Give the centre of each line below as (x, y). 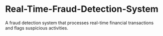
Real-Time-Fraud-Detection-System (82, 9)
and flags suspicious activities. (37, 28)
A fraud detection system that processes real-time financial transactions (79, 23)
